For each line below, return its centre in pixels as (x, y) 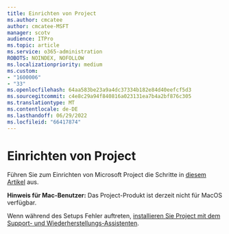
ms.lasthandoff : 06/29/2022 (47, 115)
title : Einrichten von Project (52, 13)
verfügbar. (22, 202)
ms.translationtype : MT (41, 103)
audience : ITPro (30, 39)
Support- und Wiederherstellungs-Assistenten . (73, 223)
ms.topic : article (33, 45)
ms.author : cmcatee (35, 20)
